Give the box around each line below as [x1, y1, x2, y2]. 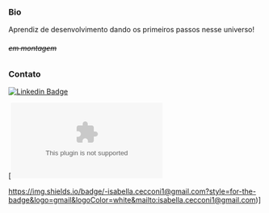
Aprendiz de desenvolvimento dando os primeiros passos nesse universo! [8, 25, 254, 35]
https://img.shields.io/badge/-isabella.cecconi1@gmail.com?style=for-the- [8, 186, 257, 196]
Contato [8, 68, 41, 79]
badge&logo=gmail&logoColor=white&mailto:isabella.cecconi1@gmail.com [8, 194, 256, 204]
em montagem [8, 43, 57, 52]
